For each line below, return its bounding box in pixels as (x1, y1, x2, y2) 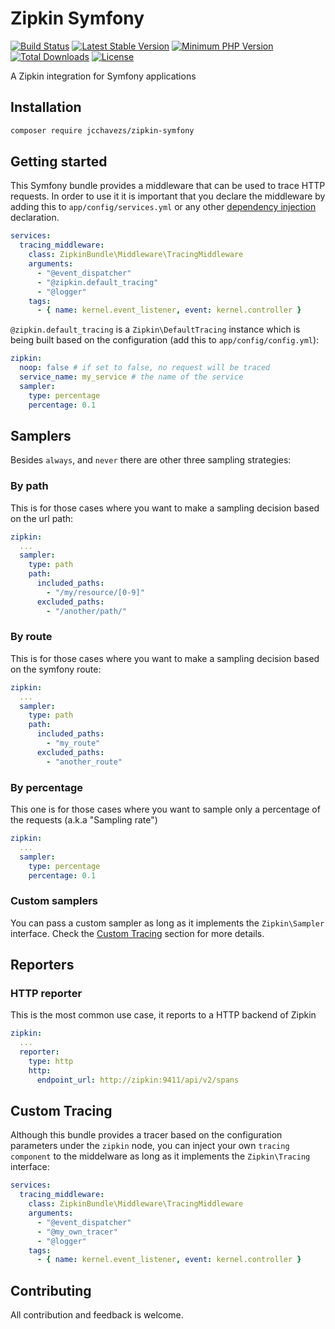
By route (10, 630, 53, 644)
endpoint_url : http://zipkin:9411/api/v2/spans (36, 1075, 240, 1085)
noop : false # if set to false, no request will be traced (19, 363, 271, 373)
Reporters (10, 957, 75, 974)
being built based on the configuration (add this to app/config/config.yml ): (10, 334, 320, 346)
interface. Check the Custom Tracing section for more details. (10, 927, 265, 939)
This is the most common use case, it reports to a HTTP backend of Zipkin (10, 1009, 317, 1021)
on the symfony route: (10, 663, 102, 675)
